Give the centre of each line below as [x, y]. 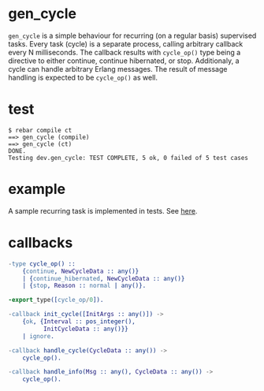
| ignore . [39, 336]
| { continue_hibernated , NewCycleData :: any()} [104, 278]
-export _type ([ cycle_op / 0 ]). [56, 300]
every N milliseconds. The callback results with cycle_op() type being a [125, 52]
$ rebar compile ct [40, 130]
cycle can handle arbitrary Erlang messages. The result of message [118, 69]
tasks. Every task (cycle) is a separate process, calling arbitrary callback [126, 43]
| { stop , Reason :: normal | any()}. [84, 286]
